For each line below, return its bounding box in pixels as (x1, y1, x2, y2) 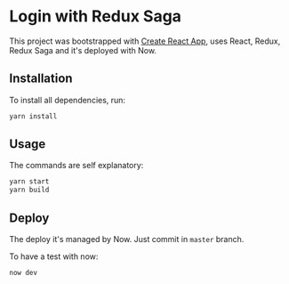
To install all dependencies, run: (9, 94, 126, 105)
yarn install (9, 111, 58, 121)
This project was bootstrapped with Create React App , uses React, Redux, (9, 36, 281, 46)
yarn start (9, 177, 50, 186)
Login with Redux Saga (9, 6, 182, 27)
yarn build (9, 185, 50, 195)
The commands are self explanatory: (9, 160, 144, 171)
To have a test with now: (9, 251, 99, 262)
